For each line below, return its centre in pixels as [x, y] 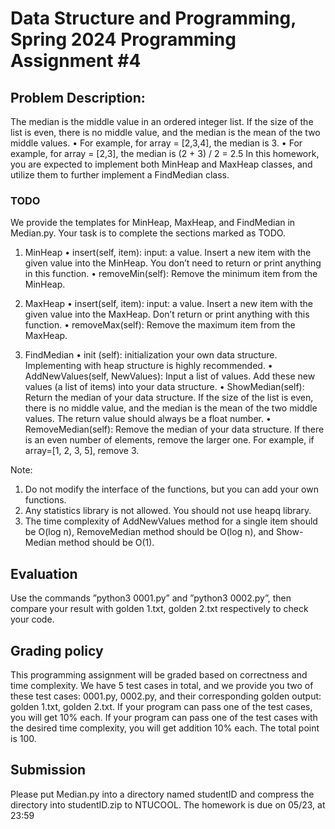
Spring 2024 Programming [123, 39]
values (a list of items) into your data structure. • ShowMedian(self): [164, 387]
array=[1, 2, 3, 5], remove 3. [82, 451]
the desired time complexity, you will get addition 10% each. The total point [165, 728]
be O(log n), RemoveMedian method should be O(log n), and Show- [164, 532]
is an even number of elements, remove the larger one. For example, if [169, 440]
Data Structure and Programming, [153, 18]
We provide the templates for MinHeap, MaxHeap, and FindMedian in [153, 223]
